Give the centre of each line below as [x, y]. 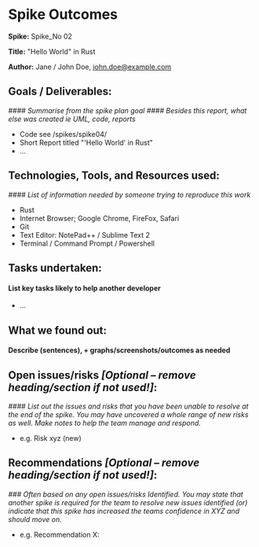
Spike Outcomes [63, 15]
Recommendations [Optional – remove [104, 463]
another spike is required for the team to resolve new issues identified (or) [128, 502]
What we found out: [58, 330]
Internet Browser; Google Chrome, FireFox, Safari [99, 218]
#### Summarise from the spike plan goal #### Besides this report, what [128, 110]
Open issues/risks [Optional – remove [102, 375]
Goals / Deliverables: [60, 92]
